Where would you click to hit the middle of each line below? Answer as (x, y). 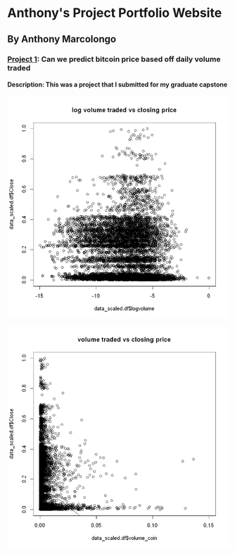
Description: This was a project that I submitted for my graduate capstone (118, 85)
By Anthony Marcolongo (62, 39)
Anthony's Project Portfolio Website (115, 13)
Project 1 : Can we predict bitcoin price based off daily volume (114, 59)
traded (19, 68)
